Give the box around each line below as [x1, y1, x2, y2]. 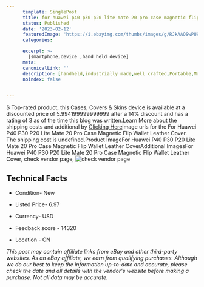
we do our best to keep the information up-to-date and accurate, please [6, 260, 188, 268]
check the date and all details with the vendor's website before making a [6, 267, 189, 274]
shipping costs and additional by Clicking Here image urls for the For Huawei [6, 123, 197, 130]
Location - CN [15, 236, 50, 243]
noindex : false [22, 76, 61, 83]
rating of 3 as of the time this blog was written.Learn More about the [6, 116, 177, 124]
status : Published [22, 20, 69, 26]
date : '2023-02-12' [22, 25, 72, 32]
